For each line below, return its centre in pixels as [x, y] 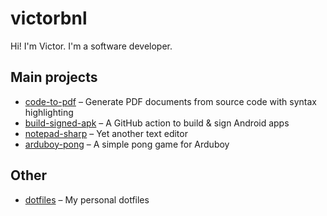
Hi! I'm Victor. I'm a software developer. [91, 46]
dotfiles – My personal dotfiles [87, 199]
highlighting [49, 112]
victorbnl [49, 18]
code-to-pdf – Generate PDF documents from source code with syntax [170, 101]
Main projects [54, 77]
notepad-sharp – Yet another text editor [106, 133]
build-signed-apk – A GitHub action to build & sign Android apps [157, 123]
